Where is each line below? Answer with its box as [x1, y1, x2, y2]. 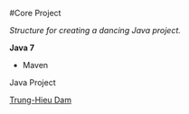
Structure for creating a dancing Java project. [9, 25, 181, 35]
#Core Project [9, 8, 61, 18]
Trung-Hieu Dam [9, 94, 72, 105]
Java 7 [9, 42, 34, 53]
